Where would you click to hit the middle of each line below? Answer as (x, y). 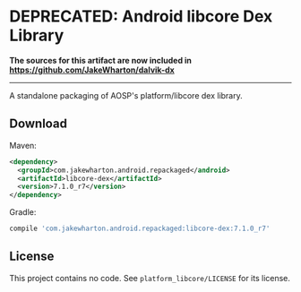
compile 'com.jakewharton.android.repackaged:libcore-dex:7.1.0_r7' (140, 229)
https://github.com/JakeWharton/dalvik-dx (92, 70)
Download (38, 124)
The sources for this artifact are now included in (101, 60)
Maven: (23, 145)
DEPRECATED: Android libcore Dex (141, 17)
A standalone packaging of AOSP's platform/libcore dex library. (126, 95)
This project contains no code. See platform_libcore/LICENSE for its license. (150, 278)
